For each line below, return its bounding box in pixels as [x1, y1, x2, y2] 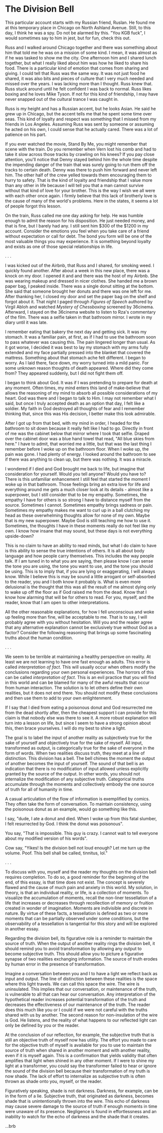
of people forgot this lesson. [5, 203, 62, 209]
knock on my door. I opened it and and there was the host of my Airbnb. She [5, 273, 158, 279]
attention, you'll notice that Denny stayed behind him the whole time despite [5, 156, 158, 162]
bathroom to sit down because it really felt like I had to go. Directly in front [5, 425, 154, 431]
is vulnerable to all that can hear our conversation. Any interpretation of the [5, 991, 156, 997]
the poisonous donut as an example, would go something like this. [5, 806, 138, 812]
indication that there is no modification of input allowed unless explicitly [5, 766, 148, 772]
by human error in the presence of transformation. [5, 961, 106, 967]
